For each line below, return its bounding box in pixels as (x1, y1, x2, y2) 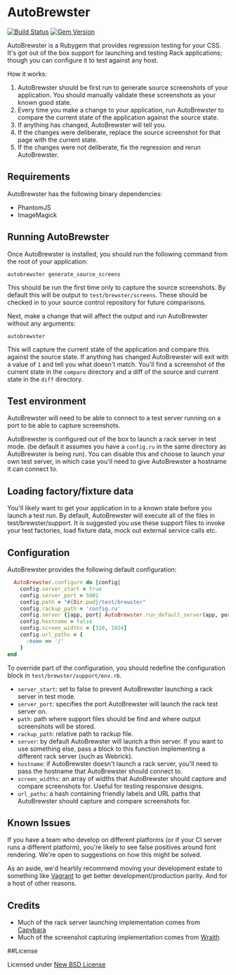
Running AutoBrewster (7, 231, 110, 243)
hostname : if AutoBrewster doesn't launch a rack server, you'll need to (17, 759, 218, 768)
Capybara (17, 926, 46, 934)
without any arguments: (7, 319, 76, 328)
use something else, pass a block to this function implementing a (17, 744, 206, 753)
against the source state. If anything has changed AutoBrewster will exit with (7, 352, 229, 361)
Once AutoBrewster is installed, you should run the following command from (7, 250, 228, 258)
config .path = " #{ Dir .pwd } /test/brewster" (20, 598, 146, 605)
